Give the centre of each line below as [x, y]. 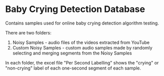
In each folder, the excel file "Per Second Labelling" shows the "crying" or [82, 62]
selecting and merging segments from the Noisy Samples [72, 53]
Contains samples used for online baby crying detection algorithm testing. [82, 23]
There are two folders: [28, 32]
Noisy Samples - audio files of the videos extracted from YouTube [81, 42]
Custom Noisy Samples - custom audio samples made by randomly [83, 47]
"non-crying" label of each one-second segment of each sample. [73, 68]
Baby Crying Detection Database [75, 9]
